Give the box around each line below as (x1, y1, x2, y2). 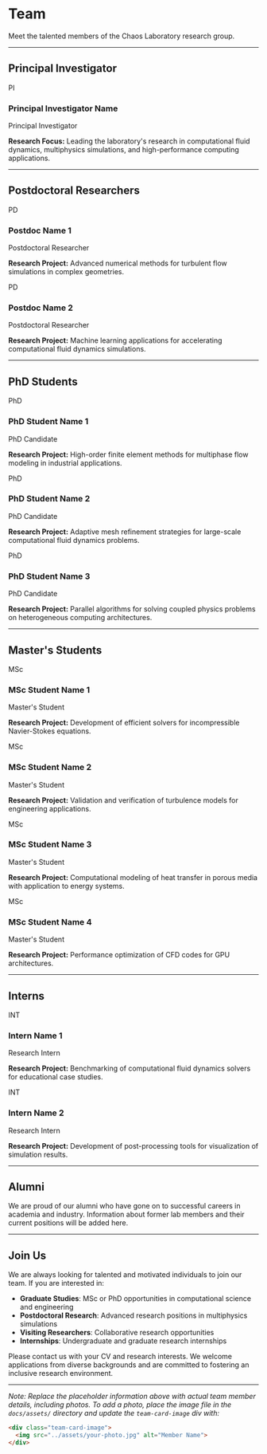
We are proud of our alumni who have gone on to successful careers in (8, 1201, 241, 1211)
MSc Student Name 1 (8, 684, 91, 695)
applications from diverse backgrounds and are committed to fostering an (8, 1360, 250, 1370)
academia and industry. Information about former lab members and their (8, 1209, 245, 1220)
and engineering (19, 1303, 74, 1312)
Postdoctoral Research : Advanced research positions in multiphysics (19, 1311, 248, 1320)
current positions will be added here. (8, 1218, 129, 1228)
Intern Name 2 (8, 1107, 65, 1118)
